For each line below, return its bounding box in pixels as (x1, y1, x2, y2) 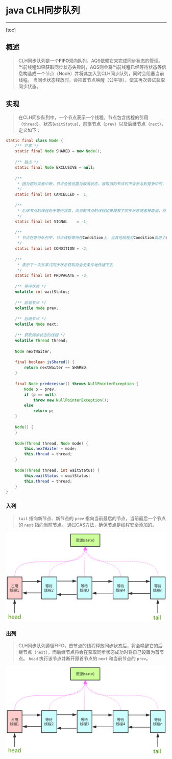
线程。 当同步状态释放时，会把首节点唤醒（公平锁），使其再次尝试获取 (18, 76, 165, 83)
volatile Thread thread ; (15, 338, 68, 343)
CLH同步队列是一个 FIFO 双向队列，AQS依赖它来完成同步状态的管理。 (18, 57, 163, 64)
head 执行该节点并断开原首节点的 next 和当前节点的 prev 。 (28, 655, 151, 662)
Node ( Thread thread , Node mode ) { (15, 441, 88, 446)
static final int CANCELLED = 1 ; (15, 192, 88, 197)
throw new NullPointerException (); (33, 397, 109, 403)
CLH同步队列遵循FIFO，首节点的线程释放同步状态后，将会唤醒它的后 (18, 643, 163, 649)
